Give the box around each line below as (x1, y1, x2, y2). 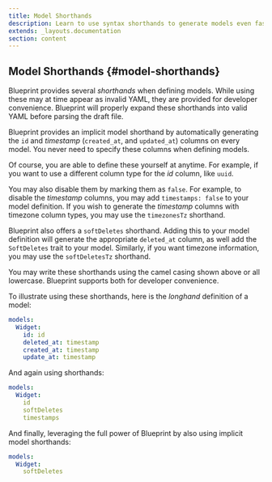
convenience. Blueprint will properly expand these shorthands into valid (8, 103, 248, 113)
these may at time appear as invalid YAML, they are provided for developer (8, 95, 257, 104)
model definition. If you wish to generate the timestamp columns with (8, 201, 240, 211)
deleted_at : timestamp (23, 338, 100, 346)
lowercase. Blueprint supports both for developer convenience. (8, 276, 219, 285)
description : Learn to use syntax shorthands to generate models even (8, 19, 252, 27)
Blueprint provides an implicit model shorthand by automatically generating (8, 127, 259, 137)
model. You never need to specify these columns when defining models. (8, 145, 249, 154)
